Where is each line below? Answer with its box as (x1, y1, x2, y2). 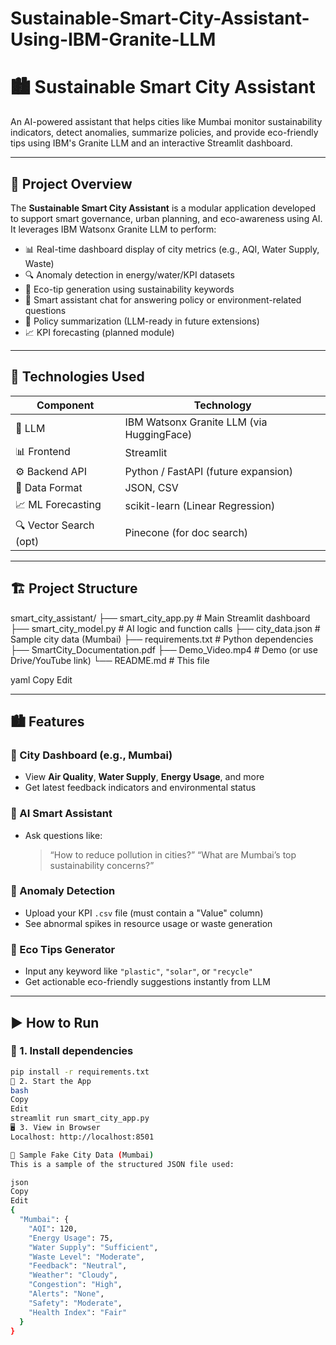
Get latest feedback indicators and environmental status (24, 782, 257, 794)
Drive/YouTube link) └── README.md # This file (10, 654, 210, 666)
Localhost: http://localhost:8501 (10, 1132, 155, 1142)
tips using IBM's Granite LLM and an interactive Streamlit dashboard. (10, 137, 293, 149)
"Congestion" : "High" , (28, 1280, 123, 1290)
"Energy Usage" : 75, (28, 1233, 114, 1243)
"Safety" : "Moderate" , (28, 1298, 123, 1308)
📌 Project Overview (10, 175, 133, 192)
